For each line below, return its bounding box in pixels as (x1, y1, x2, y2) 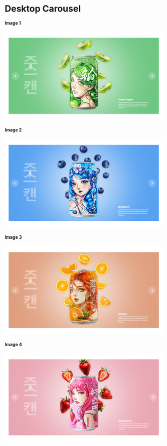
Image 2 (5, 127, 22, 133)
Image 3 (5, 234, 22, 240)
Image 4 (5, 341, 22, 347)
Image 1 (5, 20, 21, 26)
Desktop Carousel (5, 3, 81, 15)
